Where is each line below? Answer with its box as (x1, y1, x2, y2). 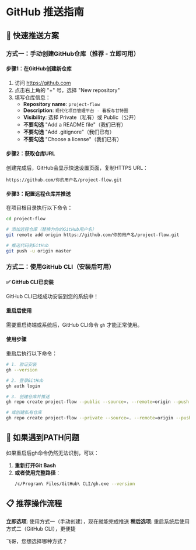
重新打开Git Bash (14, 462, 57, 469)
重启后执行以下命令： (6, 350, 57, 357)
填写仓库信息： (14, 94, 51, 101)
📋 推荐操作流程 (6, 498, 62, 508)
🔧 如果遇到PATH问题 (6, 433, 80, 443)
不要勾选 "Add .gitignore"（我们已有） (23, 128, 115, 135)
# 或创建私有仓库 (6, 409, 42, 416)
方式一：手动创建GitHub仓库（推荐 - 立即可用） (6, 49, 140, 57)
